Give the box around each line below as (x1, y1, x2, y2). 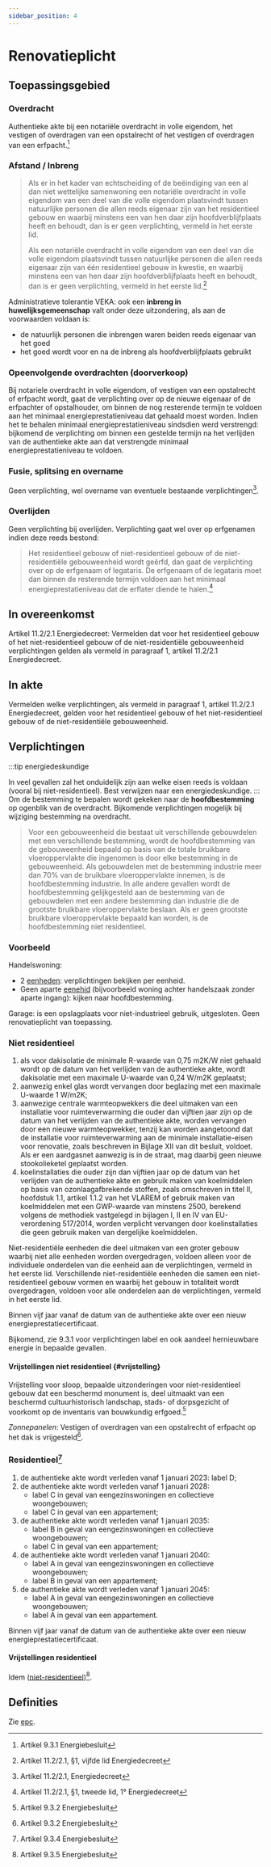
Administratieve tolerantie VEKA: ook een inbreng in (8, 297, 181, 307)
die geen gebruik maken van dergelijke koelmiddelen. (19, 1228, 198, 1237)
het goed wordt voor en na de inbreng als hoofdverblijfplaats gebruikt (19, 347, 252, 356)
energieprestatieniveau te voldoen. (8, 445, 124, 455)
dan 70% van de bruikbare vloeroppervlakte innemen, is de (27, 870, 226, 879)
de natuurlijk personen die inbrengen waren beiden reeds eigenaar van (19, 330, 256, 339)
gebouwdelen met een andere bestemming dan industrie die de (27, 896, 240, 905)
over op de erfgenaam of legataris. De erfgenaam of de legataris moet (27, 565, 262, 575)
